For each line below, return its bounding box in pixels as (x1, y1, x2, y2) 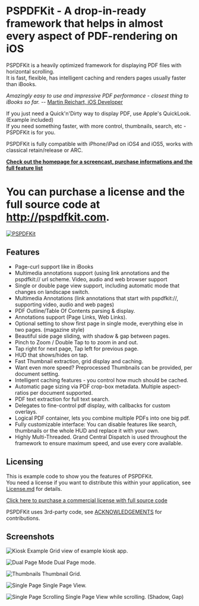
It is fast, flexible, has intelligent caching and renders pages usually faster (6, 74, 187, 81)
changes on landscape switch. (14, 288, 90, 295)
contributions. (6, 515, 40, 522)
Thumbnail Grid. (42, 570, 81, 578)
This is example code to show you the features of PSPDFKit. (6, 472, 153, 480)
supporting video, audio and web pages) (14, 301, 115, 308)
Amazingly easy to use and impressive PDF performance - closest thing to (6, 92, 189, 99)
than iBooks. (6, 80, 37, 87)
